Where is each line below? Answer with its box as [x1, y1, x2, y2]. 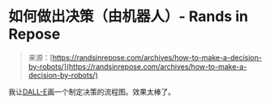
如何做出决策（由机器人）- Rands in [8, 7, 249, 26]
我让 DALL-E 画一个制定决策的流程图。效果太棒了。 [8, 86, 176, 97]
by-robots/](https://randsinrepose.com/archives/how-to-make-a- [28, 61, 247, 71]
